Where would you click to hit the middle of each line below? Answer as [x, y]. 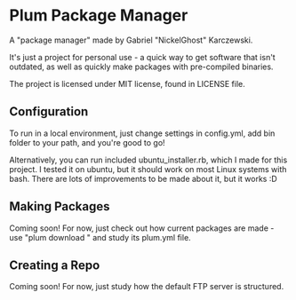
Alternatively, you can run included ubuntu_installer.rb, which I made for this [148, 160]
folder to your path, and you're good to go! [88, 142]
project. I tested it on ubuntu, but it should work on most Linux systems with [148, 169]
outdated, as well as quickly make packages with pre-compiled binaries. [141, 67]
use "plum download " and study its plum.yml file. [100, 237]
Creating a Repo [55, 265]
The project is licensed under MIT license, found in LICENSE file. [128, 83]
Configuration [49, 112]
